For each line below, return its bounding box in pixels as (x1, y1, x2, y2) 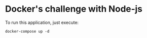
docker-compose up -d (5, 29, 50, 34)
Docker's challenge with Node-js (5, 3, 143, 15)
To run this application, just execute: (5, 19, 79, 25)
